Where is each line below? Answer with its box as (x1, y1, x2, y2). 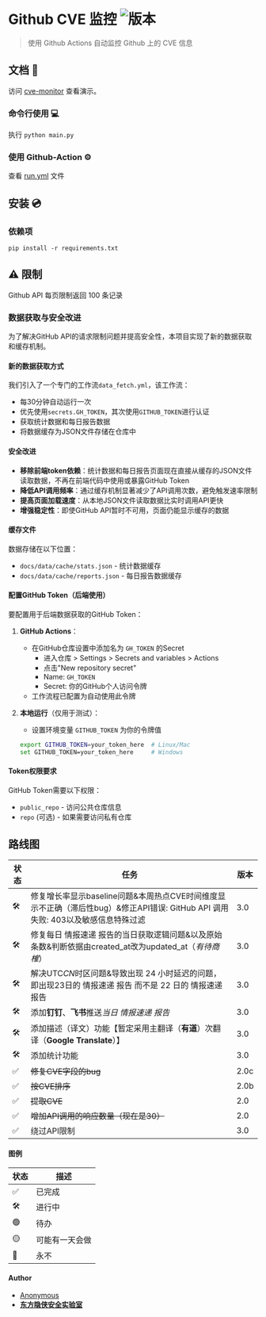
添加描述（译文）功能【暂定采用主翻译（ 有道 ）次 (30, 1023, 214, 1034)
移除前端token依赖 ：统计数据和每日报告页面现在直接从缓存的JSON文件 (19, 465, 253, 475)
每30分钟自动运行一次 (19, 397, 92, 407)
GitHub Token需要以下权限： (8, 785, 101, 794)
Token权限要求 (8, 766, 57, 776)
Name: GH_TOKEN (43, 672, 96, 681)
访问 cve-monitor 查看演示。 (8, 86, 101, 95)
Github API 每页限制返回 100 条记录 (8, 290, 123, 300)
